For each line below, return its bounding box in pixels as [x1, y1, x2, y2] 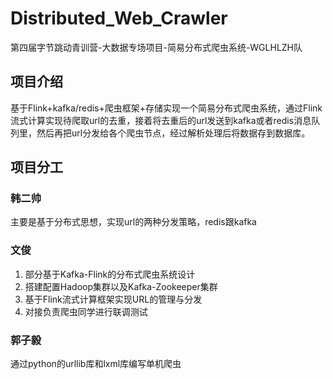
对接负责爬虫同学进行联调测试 [24, 305, 148, 317]
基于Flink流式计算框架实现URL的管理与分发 [24, 293, 203, 305]
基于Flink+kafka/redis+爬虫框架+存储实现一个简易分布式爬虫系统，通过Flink [10, 102, 323, 114]
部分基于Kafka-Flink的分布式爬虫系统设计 [24, 268, 196, 280]
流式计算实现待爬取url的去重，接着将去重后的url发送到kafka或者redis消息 [10, 114, 312, 126]
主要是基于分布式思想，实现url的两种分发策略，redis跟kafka [10, 216, 257, 228]
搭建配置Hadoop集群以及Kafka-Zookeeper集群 [24, 280, 218, 292]
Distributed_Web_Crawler [10, 7, 228, 30]
